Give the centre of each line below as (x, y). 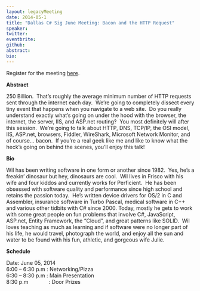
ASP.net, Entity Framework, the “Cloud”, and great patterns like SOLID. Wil (98, 221)
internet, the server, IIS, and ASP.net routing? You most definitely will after (98, 121)
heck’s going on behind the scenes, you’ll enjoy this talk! (76, 147)
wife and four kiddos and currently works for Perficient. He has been (91, 182)
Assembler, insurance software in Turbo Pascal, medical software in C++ (96, 202)
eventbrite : (21, 39)
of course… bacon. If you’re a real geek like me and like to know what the (97, 140)
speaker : (17, 28)
